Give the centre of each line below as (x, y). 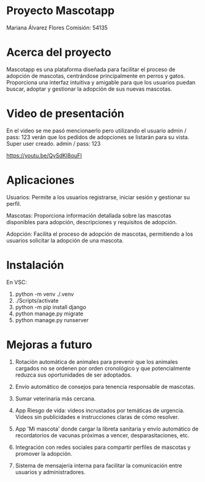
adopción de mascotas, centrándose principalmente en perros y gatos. (96, 76)
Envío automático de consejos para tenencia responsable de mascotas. (105, 386)
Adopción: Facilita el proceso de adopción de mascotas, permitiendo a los (100, 234)
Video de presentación (65, 114)
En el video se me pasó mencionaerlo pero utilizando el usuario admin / (96, 130)
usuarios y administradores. (50, 472)
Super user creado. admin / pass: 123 (54, 143)
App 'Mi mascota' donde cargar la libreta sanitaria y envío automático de (107, 429)
